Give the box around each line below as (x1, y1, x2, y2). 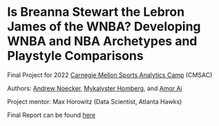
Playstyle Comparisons (7, 48, 144, 64)
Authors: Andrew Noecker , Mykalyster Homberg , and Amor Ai (7, 84, 183, 92)
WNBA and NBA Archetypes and (7, 34, 198, 49)
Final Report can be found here (7, 111, 95, 119)
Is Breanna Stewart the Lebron (7, 4, 185, 20)
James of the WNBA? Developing (7, 19, 202, 34)
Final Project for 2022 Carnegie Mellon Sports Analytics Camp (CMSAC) (7, 70, 213, 79)
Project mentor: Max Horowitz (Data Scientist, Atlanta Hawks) (7, 97, 182, 105)
